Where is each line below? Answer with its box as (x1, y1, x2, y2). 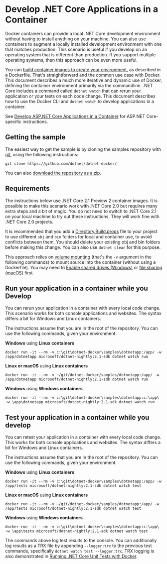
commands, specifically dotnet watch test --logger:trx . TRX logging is (5, 548, 155, 554)
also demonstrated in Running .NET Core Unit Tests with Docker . (5, 554, 138, 560)
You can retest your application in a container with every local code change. (5, 434, 162, 440)
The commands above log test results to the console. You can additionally (5, 538, 157, 544)
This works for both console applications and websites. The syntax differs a (5, 440, 161, 446)
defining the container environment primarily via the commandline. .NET (5, 82, 153, 88)
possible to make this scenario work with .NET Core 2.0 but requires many (5, 203, 158, 209)
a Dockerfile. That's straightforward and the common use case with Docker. (5, 72, 161, 78)
